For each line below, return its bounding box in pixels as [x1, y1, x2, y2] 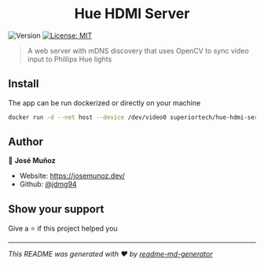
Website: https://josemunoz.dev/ [19, 171, 126, 181]
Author [8, 135, 43, 149]
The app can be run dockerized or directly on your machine [8, 98, 201, 107]
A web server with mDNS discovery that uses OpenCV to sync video [27, 46, 249, 55]
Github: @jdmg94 [19, 179, 77, 189]
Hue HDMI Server [74, 5, 190, 23]
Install [8, 77, 39, 91]
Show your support [8, 202, 104, 216]
